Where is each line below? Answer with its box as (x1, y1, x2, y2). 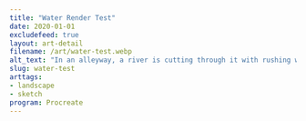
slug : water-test (9, 65, 76, 74)
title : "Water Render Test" (9, 13, 117, 23)
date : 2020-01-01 (9, 22, 76, 31)
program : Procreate (9, 97, 84, 107)
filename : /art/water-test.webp (9, 47, 132, 56)
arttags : (9, 73, 43, 82)
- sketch (9, 89, 43, 98)
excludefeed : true (9, 30, 79, 39)
